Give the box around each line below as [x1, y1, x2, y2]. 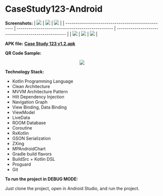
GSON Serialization [12, 135, 51, 141]
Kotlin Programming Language [12, 78, 73, 84]
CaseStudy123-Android [5, 3, 103, 15]
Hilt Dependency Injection [12, 94, 64, 100]
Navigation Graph [12, 99, 48, 105]
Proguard [12, 161, 31, 167]
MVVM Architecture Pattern [12, 88, 68, 94]
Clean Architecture [12, 83, 50, 89]
